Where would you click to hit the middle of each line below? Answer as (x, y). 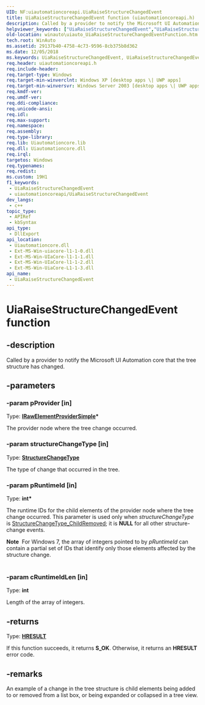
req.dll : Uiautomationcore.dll (46, 148)
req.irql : (19, 154)
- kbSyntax (23, 223)
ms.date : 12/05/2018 (33, 52)
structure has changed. (36, 366)
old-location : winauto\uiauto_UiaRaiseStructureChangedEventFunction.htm (102, 35)
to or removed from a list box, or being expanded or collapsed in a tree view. (102, 695)
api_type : (19, 228)
